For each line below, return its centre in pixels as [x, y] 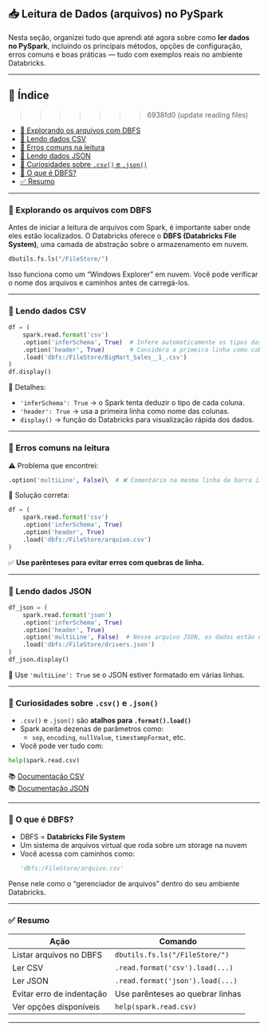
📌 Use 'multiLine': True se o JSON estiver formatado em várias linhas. [126, 675]
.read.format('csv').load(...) [174, 967]
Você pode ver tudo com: [61, 746]
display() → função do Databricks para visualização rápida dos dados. [137, 420]
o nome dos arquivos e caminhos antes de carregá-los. [99, 282]
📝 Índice [29, 96]
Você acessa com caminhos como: [77, 854]
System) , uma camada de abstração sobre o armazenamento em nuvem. [128, 244]
